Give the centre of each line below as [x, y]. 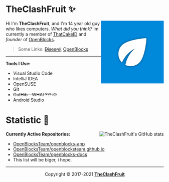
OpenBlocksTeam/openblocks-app [49, 143]
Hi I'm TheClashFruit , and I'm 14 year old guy [53, 23]
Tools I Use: [18, 63]
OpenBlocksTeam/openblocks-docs [50, 154]
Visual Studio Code [33, 73]
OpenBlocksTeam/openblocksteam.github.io [59, 149]
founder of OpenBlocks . [30, 39]
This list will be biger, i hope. [42, 159]
